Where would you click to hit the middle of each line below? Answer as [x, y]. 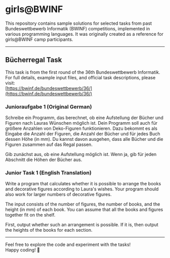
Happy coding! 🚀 [23, 250]
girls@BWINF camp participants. [39, 39]
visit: [10, 83]
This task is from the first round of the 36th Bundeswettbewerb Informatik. [83, 72]
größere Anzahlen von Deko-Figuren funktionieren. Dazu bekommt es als [81, 128]
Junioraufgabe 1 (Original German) [49, 107]
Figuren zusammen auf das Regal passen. [49, 144]
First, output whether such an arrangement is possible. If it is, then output [82, 225]
